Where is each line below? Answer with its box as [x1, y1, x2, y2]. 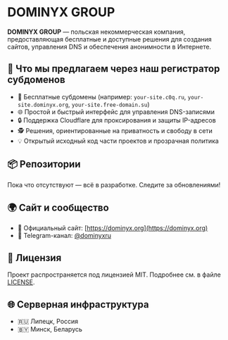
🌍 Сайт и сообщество [7, 201, 109, 213]
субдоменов [7, 74, 65, 86]
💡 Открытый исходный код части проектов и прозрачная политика [17, 137, 220, 145]
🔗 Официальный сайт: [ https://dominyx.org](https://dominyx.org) [17, 224, 208, 232]
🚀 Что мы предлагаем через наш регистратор [7, 63, 220, 75]
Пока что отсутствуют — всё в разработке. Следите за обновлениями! [7, 180, 221, 189]
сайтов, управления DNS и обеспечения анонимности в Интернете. [7, 42, 212, 51]
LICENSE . [7, 278, 35, 287]
